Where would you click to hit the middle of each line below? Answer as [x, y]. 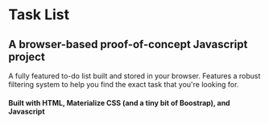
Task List [39, 15]
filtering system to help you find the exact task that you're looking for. [124, 84]
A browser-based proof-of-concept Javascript [128, 44]
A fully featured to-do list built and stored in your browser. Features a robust [134, 76]
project [27, 56]
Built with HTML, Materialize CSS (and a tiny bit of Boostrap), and [120, 102]
